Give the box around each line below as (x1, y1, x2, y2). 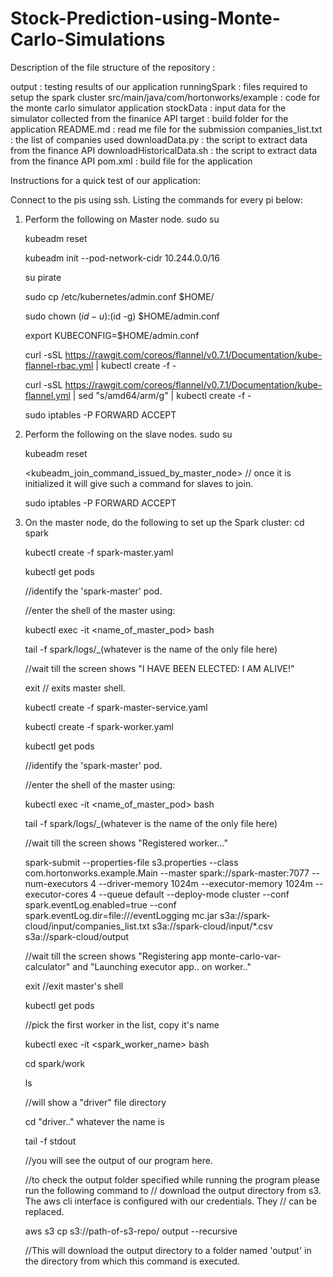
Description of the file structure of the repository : (10, 61, 216, 73)
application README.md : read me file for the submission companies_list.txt (10, 123, 323, 135)
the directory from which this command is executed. (24, 1255, 240, 1267)
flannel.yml (24, 389, 71, 401)
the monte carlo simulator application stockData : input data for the (10, 102, 287, 114)
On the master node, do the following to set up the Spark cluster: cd (24, 516, 305, 528)
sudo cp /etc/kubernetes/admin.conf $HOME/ (24, 290, 215, 302)
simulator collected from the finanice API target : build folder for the (10, 112, 289, 124)
